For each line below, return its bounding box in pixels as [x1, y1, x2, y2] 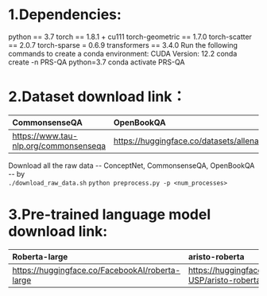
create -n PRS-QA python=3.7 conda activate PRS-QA [8, 57, 185, 67]
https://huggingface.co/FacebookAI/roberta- [12, 264, 181, 275]
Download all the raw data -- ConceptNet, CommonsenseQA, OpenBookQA [8, 161, 255, 170]
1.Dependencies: [8, 6, 122, 24]
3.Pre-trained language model [8, 205, 211, 224]
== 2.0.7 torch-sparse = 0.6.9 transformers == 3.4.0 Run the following [8, 40, 238, 49]
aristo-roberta [188, 251, 245, 262]
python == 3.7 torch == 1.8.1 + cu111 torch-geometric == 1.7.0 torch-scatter [8, 32, 253, 41]
